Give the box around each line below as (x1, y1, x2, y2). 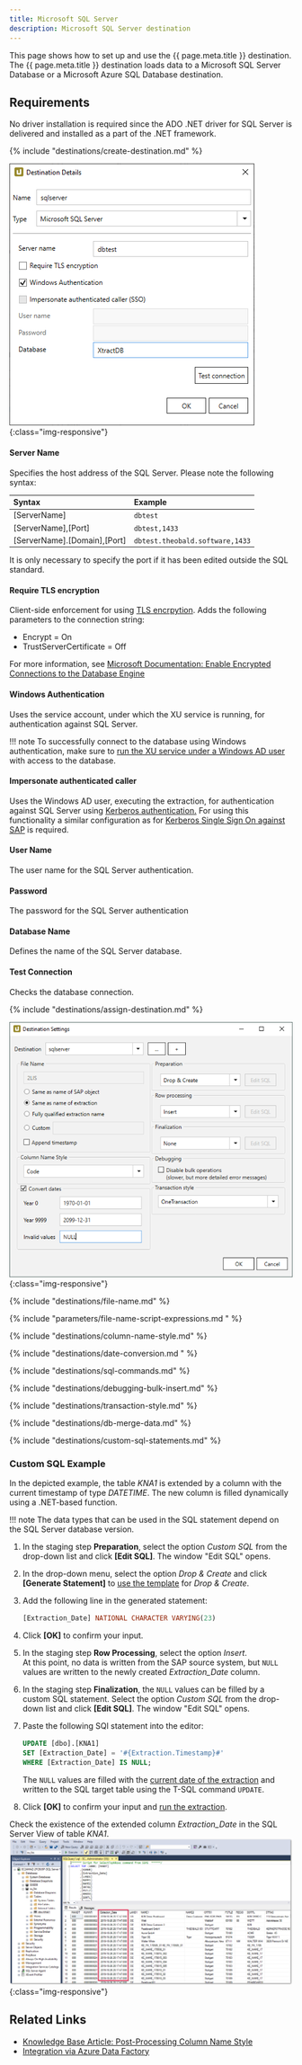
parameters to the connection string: (9, 614, 146, 625)
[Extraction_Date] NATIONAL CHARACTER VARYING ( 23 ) (22, 1614, 217, 1623)
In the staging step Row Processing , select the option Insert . (22, 1647, 247, 1658)
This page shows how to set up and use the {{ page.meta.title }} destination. (9, 49, 292, 60)
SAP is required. (9, 823, 69, 835)
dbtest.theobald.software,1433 (133, 536, 252, 546)
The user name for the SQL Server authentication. (9, 865, 194, 876)
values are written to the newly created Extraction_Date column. (22, 1666, 261, 1677)
